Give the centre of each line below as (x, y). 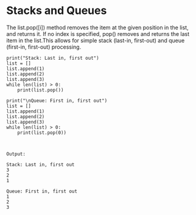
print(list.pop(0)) (42, 132)
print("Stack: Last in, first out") (53, 58)
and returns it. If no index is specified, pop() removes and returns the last (98, 33)
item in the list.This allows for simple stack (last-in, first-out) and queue (96, 40)
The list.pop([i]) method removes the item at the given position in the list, (97, 27)
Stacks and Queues (57, 11)
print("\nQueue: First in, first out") (57, 100)
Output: (16, 154)
